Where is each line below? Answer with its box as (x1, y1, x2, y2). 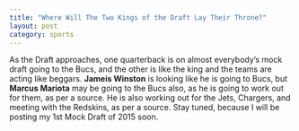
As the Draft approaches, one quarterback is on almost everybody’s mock (9, 55, 283, 65)
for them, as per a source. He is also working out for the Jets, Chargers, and (9, 92, 291, 103)
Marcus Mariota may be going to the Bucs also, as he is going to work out (9, 83, 285, 94)
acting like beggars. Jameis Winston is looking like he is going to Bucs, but (9, 74, 288, 84)
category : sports (9, 30, 75, 39)
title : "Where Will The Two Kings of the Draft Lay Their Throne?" (9, 13, 268, 22)
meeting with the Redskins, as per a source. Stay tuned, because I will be (9, 102, 280, 113)
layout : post (9, 22, 58, 31)
